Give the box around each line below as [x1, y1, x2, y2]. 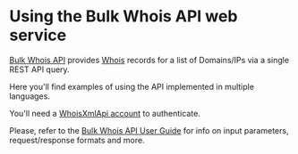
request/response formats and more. [9, 134, 145, 145]
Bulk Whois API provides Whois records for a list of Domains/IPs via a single [9, 54, 289, 65]
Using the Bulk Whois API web [9, 6, 238, 27]
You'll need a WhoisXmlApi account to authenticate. [9, 108, 201, 118]
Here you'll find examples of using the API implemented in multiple [9, 81, 255, 92]
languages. [9, 91, 51, 101]
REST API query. [9, 64, 70, 75]
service [9, 25, 67, 45]
